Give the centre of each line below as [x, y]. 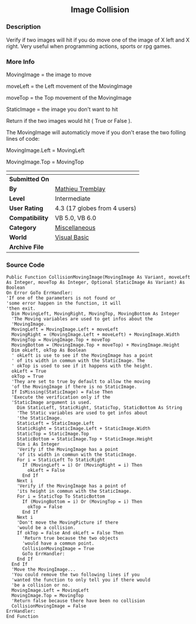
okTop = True [28, 376]
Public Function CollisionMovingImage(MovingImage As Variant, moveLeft [98, 277]
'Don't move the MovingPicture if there [68, 523]
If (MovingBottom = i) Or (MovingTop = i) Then [82, 502]
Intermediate [73, 198]
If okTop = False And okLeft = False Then [70, 533]
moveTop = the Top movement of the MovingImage [69, 97]
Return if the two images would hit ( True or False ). [69, 121]
